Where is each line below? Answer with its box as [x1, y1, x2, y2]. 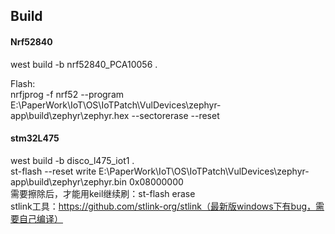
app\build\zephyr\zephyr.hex [10, 109, 130, 121]
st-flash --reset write [10, 165, 97, 177]
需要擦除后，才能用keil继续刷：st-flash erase [10, 187, 196, 199]
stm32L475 [10, 132, 60, 144]
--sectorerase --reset [131, 109, 220, 121]
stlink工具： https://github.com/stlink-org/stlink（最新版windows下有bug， [10, 200, 317, 212]
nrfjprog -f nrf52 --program [10, 88, 125, 100]
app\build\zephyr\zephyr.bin [10, 175, 127, 188]
